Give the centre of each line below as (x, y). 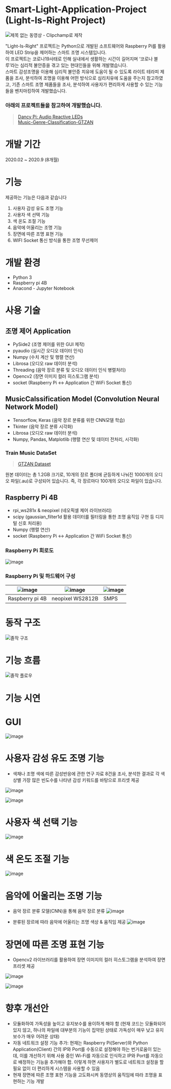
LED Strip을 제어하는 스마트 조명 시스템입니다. (60, 52)
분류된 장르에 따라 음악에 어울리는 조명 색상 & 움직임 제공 (69, 922)
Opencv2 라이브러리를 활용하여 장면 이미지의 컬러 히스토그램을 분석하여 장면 (89, 960)
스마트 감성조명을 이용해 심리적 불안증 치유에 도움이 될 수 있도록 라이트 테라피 (82, 71)
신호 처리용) (30, 523)
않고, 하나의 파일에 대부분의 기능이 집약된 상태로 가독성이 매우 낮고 (88, 1030)
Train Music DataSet (31, 453)
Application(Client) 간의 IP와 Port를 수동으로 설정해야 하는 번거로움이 (82, 1049)
